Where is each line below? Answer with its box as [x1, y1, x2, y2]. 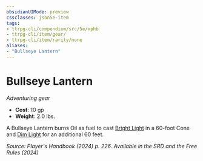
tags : [6, 20, 20, 26]
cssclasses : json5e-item [6, 15, 69, 21]
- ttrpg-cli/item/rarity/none [6, 37, 83, 43]
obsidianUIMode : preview [6, 8, 69, 15]
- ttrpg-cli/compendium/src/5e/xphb [6, 25, 99, 32]
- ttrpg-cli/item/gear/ [6, 31, 67, 38]
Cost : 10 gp [15, 106, 44, 113]
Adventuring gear [6, 94, 50, 102]
